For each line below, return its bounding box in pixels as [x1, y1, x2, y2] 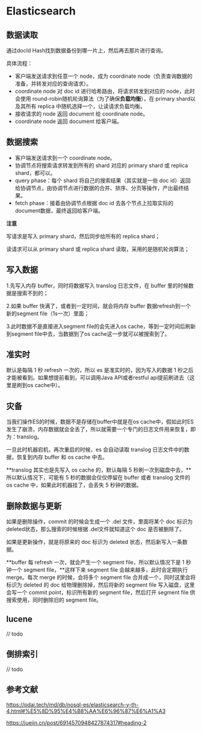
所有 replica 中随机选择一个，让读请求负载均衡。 [25, 103, 146, 110]
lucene [6, 614, 33, 625]
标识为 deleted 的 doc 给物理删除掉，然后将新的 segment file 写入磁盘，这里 [6, 581, 195, 588]
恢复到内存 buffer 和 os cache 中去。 [16, 453, 108, 461]
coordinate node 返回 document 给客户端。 [14, 118, 122, 125]
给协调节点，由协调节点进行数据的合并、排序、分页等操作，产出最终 [14, 184, 184, 191]
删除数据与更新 [6, 500, 62, 511]
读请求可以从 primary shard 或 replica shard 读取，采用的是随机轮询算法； [6, 245, 190, 253]
